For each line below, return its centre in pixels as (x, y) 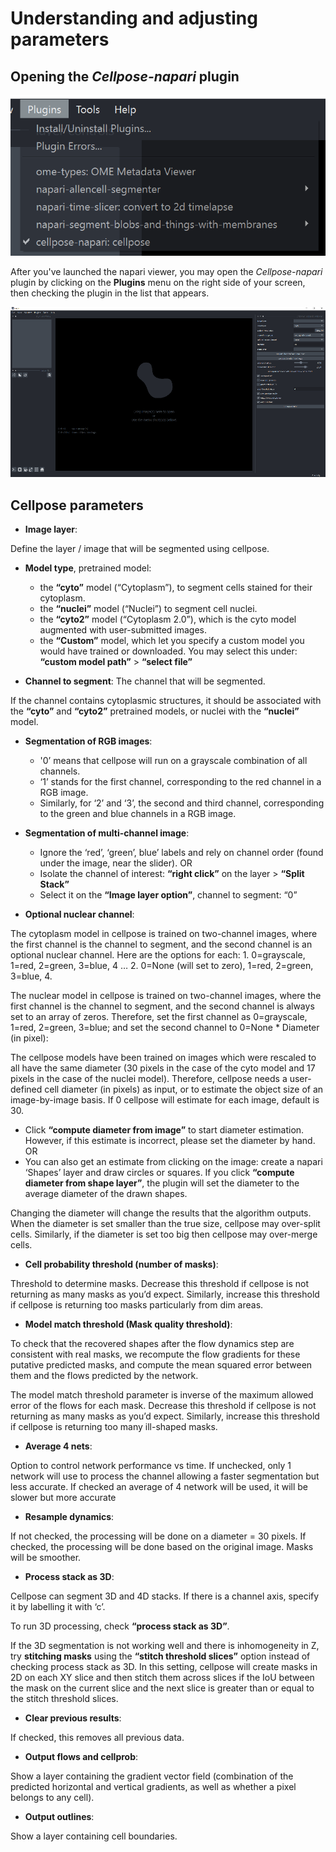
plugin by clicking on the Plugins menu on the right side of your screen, (158, 282)
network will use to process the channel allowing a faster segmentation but (165, 1476)
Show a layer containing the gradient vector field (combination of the (152, 1776)
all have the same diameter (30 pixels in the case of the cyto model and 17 (163, 1068)
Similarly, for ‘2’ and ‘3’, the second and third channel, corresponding (182, 803)
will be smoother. (46, 1558)
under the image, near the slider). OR (116, 863)
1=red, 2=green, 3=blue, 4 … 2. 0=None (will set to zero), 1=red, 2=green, (162, 966)
